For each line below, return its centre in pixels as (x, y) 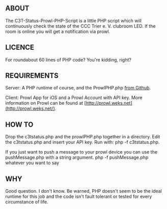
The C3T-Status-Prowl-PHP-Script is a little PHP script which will (73, 20)
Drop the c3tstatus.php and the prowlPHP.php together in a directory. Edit (83, 137)
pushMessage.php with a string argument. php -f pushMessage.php (77, 158)
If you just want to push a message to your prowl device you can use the (81, 152)
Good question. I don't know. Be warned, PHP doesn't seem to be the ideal (83, 191)
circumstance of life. (27, 202)
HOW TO (19, 124)
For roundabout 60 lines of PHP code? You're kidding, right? (68, 59)
